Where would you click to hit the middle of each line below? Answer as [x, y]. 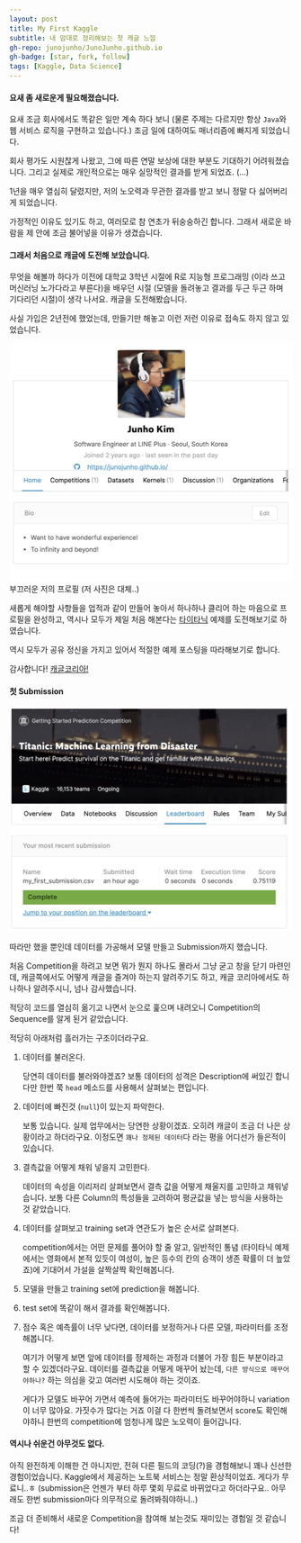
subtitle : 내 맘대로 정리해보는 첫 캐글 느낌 [83, 38]
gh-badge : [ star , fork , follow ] [70, 57]
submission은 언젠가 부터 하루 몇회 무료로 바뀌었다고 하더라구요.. [155, 1488]
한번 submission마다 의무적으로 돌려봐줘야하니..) [112, 1499]
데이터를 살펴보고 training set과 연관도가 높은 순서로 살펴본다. [131, 1228]
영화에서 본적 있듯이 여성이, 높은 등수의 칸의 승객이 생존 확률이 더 [160, 1258]
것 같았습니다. [47, 1209]
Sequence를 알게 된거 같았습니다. [69, 1018]
